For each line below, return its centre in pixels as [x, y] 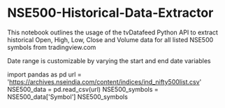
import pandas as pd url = [44, 74]
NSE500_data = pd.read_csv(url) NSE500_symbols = [83, 89]
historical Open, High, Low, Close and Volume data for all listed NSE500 [110, 39]
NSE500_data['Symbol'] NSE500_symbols [67, 97]
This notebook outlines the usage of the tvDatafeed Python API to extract [113, 32]
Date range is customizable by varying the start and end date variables [109, 60]
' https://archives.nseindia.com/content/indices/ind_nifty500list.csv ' [104, 81]
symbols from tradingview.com [52, 47]
